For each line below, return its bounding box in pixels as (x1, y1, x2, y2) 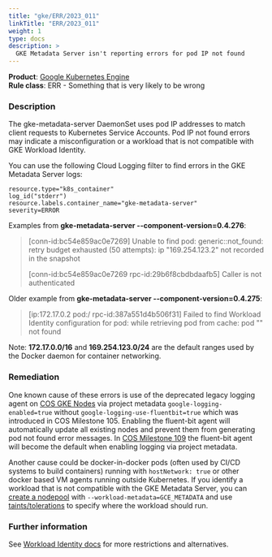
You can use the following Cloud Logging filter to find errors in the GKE (8, 161, 246, 171)
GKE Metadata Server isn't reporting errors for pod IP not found (15, 50, 245, 58)
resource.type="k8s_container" (8, 185, 114, 193)
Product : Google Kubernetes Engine (8, 72, 130, 81)
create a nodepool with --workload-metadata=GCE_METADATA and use (8, 492, 233, 502)
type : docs (8, 34, 45, 43)
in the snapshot (28, 253, 81, 264)
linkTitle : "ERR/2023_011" (8, 19, 100, 28)
